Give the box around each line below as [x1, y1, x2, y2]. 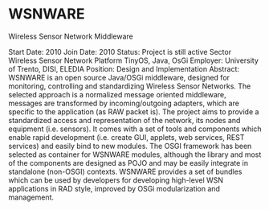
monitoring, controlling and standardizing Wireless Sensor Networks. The [8, 81, 251, 91]
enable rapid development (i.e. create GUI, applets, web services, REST [8, 132, 245, 142]
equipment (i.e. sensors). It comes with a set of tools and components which [8, 124, 262, 134]
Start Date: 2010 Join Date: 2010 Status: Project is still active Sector [8, 47, 231, 56]
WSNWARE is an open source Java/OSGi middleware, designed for [8, 72, 230, 82]
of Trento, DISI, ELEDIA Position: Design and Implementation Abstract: [8, 64, 239, 73]
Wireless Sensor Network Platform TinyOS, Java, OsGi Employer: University [8, 56, 259, 65]
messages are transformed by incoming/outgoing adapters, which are [8, 98, 239, 108]
